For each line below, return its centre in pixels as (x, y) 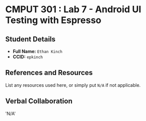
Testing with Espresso (53, 20)
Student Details (30, 39)
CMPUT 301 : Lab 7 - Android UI (73, 9)
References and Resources (49, 73)
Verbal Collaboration (39, 101)
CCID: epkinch (28, 57)
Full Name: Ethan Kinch (38, 51)
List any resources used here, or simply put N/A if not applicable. (73, 85)
